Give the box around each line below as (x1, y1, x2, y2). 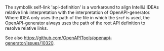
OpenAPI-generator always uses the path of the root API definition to (5, 20, 146, 26)
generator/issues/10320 (5, 40, 54, 46)
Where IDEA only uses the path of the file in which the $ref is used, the (5, 15, 150, 20)
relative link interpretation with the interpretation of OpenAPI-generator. (5, 9, 151, 15)
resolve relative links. (5, 25, 48, 31)
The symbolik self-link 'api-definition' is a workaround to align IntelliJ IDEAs (5, 4, 159, 10)
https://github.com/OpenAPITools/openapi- (24, 35, 112, 41)
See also (5, 35, 23, 41)
